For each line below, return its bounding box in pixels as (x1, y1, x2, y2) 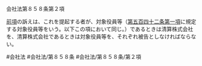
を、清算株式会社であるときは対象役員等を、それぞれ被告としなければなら (6, 33, 191, 40)
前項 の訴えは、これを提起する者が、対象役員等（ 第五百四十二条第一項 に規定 (6, 18, 197, 25)
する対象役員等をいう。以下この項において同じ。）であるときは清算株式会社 (6, 26, 194, 32)
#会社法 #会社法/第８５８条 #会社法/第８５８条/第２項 (6, 53, 142, 60)
